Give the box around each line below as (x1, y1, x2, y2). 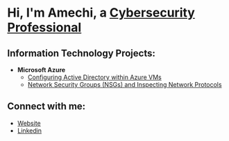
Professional (7, 19, 82, 35)
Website (17, 119, 42, 127)
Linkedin (17, 126, 42, 135)
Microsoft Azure (17, 66, 66, 74)
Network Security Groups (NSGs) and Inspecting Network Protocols (27, 81, 222, 88)
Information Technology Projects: (7, 47, 156, 59)
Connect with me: (7, 101, 86, 113)
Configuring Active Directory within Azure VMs (27, 73, 162, 81)
